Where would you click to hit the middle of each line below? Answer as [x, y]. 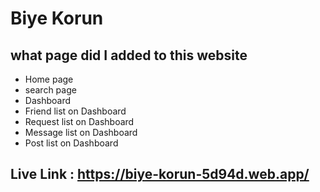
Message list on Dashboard [81, 132]
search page [50, 90]
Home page [49, 79]
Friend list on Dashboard [75, 111]
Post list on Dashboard [71, 143]
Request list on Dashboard [79, 121]
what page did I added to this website [129, 55]
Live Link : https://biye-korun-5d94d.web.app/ [160, 174]
